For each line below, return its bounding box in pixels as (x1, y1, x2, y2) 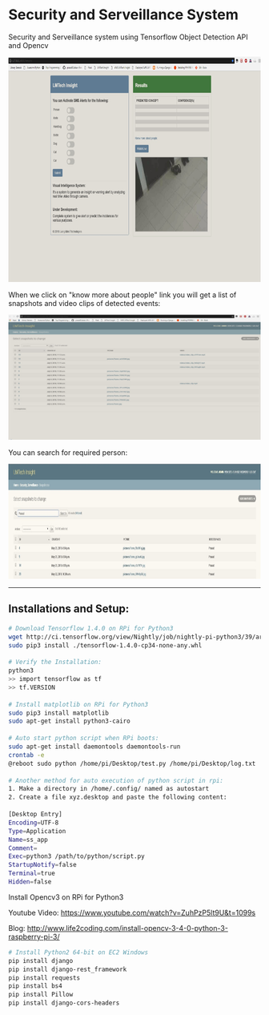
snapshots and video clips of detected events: (8, 298, 161, 308)
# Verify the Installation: (8, 659, 102, 667)
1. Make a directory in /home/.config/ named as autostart (8, 785, 210, 793)
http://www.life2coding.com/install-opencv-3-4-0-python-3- (26, 923, 228, 932)
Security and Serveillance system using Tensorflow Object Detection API (8, 32, 248, 42)
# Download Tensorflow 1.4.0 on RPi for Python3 (8, 624, 174, 632)
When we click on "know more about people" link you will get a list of (8, 290, 237, 300)
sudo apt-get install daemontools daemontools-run (8, 743, 181, 751)
